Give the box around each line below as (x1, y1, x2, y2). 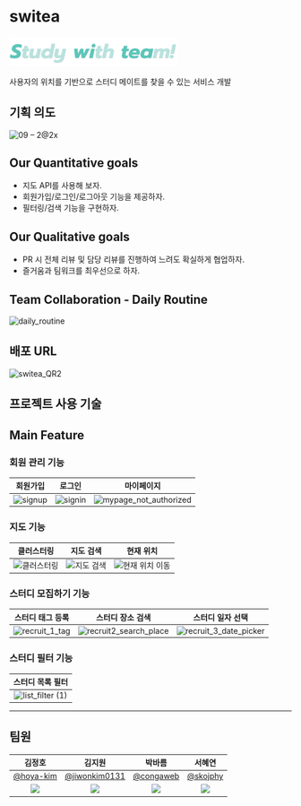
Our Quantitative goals (9, 155, 139, 171)
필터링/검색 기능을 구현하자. (21, 203, 119, 213)
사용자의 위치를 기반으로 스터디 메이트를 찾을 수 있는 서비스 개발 (9, 76, 232, 87)
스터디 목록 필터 (13, 677, 69, 688)
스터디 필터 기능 (9, 652, 73, 664)
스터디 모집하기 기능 (9, 587, 90, 600)
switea (9, 6, 61, 27)
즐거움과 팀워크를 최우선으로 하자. (21, 265, 141, 276)
